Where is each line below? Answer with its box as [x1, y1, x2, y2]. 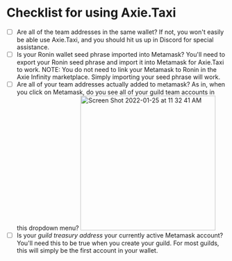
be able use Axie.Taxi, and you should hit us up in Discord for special [16, 36, 214, 44]
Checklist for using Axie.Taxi [6, 5, 176, 21]
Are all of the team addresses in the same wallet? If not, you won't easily [16, 28, 224, 36]
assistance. [16, 43, 50, 51]
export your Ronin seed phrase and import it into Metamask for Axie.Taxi [16, 58, 224, 66]
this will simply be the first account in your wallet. [16, 246, 158, 255]
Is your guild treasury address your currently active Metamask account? [16, 231, 224, 240]
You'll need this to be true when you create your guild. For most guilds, [16, 239, 219, 247]
